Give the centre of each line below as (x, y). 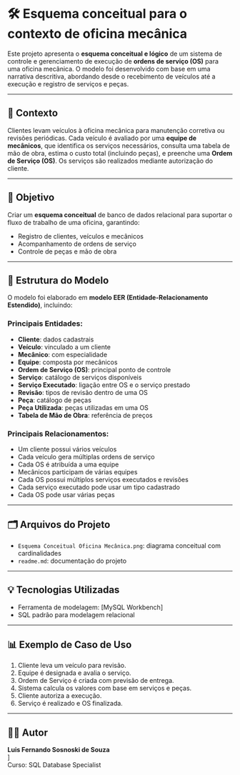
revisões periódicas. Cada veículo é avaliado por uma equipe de (102, 138)
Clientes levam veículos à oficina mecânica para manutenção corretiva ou (116, 130)
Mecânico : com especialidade (62, 354)
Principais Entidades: (45, 324)
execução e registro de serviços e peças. (68, 84)
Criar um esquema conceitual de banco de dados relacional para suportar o (120, 214)
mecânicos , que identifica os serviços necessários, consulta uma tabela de (119, 145)
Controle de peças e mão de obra (67, 251)
